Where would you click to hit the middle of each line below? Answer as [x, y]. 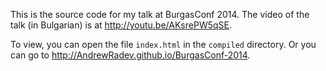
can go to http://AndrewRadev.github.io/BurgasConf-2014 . [130, 55]
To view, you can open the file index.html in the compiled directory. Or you [163, 44]
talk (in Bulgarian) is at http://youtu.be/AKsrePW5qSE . [121, 25]
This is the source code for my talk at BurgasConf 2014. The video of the [160, 14]
